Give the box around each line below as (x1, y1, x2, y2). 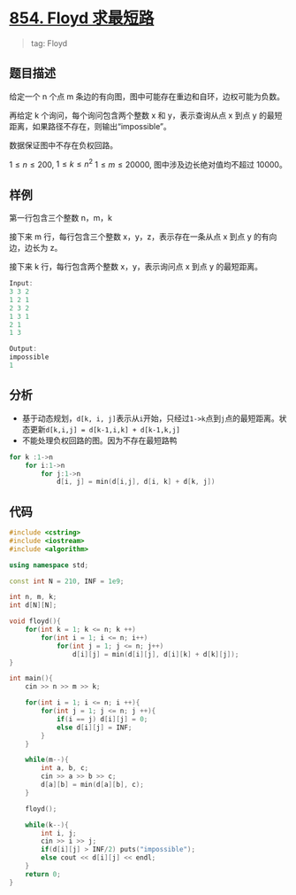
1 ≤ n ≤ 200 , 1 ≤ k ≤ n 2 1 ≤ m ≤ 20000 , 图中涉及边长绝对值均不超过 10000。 (9, 157, 287, 169)
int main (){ (9, 674, 53, 683)
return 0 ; (25, 869, 62, 878)
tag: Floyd (30, 37, 68, 49)
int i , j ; (41, 829, 77, 837)
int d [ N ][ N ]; (9, 601, 57, 610)
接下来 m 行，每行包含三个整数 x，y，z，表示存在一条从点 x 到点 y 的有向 (9, 231, 277, 242)
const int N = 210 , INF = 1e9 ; (9, 577, 125, 586)
